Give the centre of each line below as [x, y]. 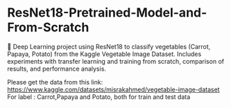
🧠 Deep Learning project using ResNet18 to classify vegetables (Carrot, [109, 46]
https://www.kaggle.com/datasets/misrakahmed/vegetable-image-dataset [113, 89]
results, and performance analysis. [57, 69]
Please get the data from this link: [55, 82]
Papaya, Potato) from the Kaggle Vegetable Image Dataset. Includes [104, 54]
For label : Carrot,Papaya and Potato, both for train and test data [99, 97]
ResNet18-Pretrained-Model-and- [107, 13]
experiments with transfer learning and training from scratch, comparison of [115, 61]
